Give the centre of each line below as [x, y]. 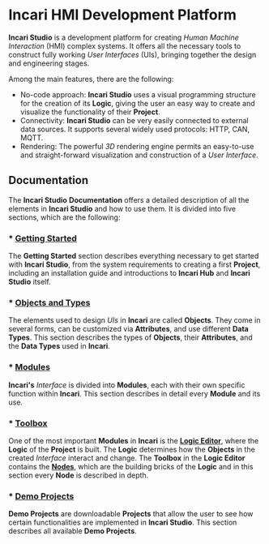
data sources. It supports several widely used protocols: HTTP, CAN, [134, 129]
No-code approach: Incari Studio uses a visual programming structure [138, 94]
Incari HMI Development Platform [123, 15]
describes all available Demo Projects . [73, 531]
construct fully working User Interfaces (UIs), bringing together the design [132, 54]
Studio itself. [30, 282]
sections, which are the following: [64, 217]
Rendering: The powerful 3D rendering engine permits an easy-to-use [137, 146]
